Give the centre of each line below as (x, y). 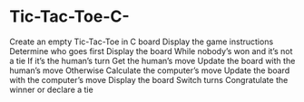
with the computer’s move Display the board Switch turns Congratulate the (149, 79)
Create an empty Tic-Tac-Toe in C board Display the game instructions (142, 42)
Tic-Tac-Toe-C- (69, 17)
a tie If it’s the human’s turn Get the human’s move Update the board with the (152, 60)
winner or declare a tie (51, 89)
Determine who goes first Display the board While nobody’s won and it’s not (151, 51)
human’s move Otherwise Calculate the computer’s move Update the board (150, 70)
